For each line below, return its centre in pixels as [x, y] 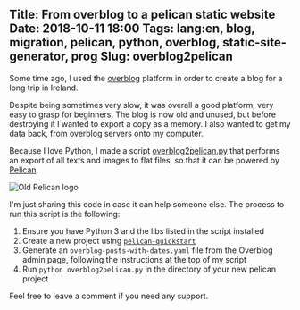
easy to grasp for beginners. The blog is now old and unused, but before [143, 114]
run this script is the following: [65, 214]
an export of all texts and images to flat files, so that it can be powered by [144, 160]
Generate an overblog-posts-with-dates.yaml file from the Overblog [148, 250]
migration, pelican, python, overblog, [115, 42]
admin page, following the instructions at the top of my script [134, 259]
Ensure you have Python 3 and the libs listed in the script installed [143, 230]
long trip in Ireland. [44, 88]
